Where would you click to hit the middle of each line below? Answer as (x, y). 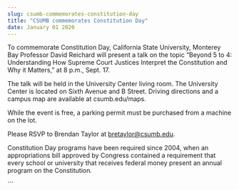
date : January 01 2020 (41, 27)
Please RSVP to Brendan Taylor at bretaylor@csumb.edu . (91, 134)
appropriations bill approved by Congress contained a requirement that (112, 155)
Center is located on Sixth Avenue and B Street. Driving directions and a (113, 91)
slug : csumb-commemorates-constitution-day (73, 14)
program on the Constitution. (50, 171)
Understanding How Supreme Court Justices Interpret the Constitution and (117, 63)
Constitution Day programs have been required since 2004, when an (108, 148)
